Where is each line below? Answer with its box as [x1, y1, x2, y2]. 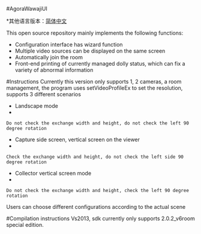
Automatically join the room [14, 54, 83, 60]
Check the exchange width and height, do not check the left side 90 [6, 154, 184, 160]
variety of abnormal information [14, 66, 94, 74]
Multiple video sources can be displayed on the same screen [14, 47, 166, 54]
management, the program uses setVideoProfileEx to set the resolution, [6, 84, 183, 92]
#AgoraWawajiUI [6, 5, 48, 12]
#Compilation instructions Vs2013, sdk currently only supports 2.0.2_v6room [6, 215, 195, 222]
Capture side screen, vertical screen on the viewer [14, 136, 140, 143]
